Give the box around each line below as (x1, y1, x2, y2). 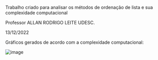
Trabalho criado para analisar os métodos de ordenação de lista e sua (5, 5, 153, 10)
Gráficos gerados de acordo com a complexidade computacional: (5, 39, 144, 45)
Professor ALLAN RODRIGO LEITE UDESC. (5, 20, 95, 25)
